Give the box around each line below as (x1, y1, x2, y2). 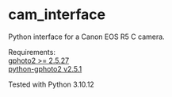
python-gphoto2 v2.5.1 (8, 64, 82, 73)
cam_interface (8, 6, 105, 24)
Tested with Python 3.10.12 (8, 80, 95, 89)
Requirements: (8, 47, 55, 56)
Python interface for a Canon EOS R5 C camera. (8, 32, 165, 41)
